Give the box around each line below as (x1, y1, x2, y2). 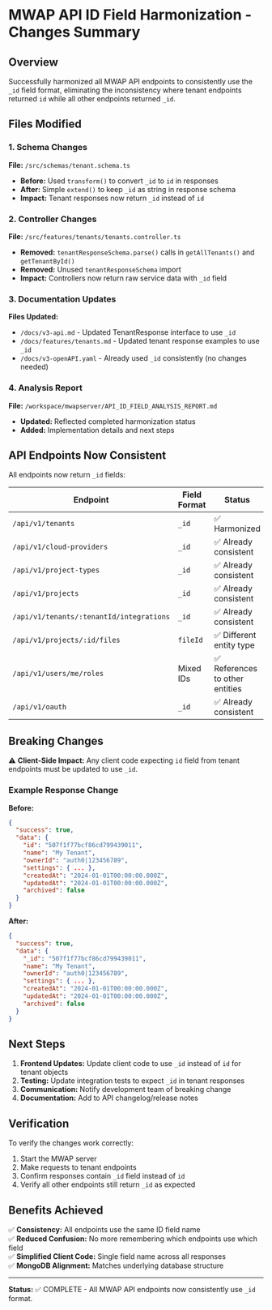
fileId (177, 636, 204, 645)
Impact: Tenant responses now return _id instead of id (19, 193, 205, 203)
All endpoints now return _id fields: (8, 470, 125, 480)
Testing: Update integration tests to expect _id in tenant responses (19, 1076, 245, 1085)
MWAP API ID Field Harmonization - (8, 6, 253, 24)
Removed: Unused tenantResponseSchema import (19, 264, 182, 274)
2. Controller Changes (8, 213, 97, 225)
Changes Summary (8, 23, 141, 41)
